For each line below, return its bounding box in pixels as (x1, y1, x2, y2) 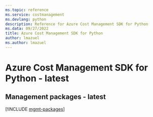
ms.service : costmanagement (5, 12, 65, 17)
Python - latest (5, 73, 69, 84)
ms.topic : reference (5, 7, 49, 13)
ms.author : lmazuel (5, 40, 47, 45)
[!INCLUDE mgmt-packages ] (5, 106, 65, 112)
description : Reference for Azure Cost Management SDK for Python (5, 21, 148, 27)
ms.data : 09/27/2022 (5, 26, 49, 31)
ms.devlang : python (5, 17, 47, 22)
